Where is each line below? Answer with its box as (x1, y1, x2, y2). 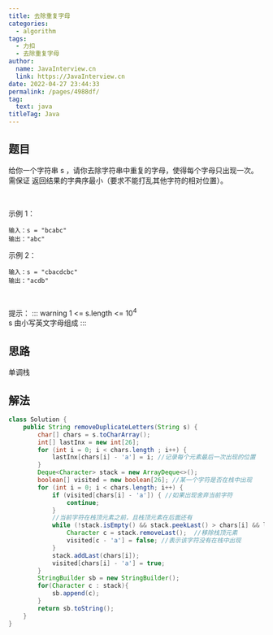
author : (8, 58, 35, 66)
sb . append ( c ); (51, 589, 100, 598)
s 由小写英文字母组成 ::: (8, 318, 87, 328)
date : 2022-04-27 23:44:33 (8, 80, 100, 88)
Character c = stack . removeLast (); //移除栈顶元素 (66, 529, 238, 537)
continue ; (66, 498, 100, 507)
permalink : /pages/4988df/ (8, 87, 100, 96)
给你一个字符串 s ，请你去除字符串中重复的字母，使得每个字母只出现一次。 (8, 165, 258, 175)
